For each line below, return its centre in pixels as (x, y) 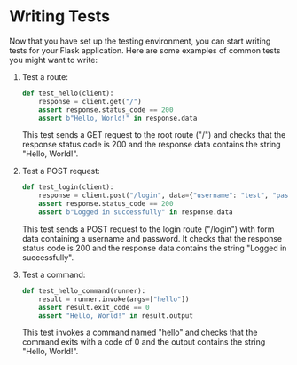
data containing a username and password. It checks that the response (152, 238)
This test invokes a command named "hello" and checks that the (140, 333)
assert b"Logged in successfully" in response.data (136, 212)
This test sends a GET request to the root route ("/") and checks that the (154, 135)
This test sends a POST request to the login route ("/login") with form (148, 229)
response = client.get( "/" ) (90, 101)
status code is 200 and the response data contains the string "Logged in (154, 248)
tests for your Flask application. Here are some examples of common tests (145, 50)
